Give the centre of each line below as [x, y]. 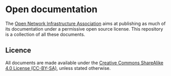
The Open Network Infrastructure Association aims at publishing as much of [85, 23]
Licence [18, 50]
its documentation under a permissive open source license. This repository [84, 29]
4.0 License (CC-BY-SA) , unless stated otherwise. [58, 68]
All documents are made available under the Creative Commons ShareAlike [84, 63]
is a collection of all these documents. [45, 34]
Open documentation [51, 9]
